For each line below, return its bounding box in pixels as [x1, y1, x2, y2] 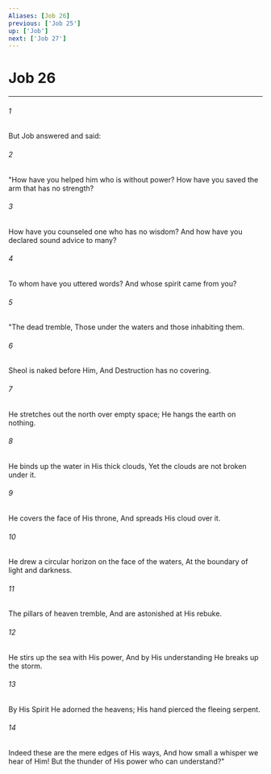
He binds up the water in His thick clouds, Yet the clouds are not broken [8, 461, 248, 471]
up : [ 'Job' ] [8, 27, 48, 35]
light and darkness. [8, 566, 73, 575]
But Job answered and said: [8, 131, 102, 141]
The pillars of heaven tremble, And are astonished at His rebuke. [8, 609, 223, 618]
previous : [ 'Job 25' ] [8, 19, 81, 27]
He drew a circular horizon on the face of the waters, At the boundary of [8, 557, 248, 567]
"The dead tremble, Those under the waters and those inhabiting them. [8, 322, 244, 332]
